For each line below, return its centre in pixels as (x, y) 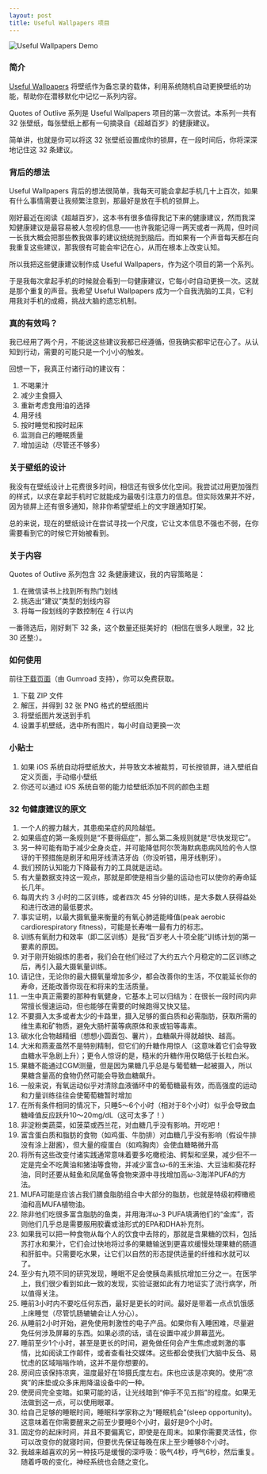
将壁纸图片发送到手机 (55, 716)
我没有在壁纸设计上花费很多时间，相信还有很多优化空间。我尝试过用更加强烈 (134, 486)
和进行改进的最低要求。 (59, 907)
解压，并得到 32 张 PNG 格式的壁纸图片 (85, 705)
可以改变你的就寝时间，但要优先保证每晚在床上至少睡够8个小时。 (127, 1442)
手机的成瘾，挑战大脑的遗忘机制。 (85, 301)
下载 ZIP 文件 (42, 696)
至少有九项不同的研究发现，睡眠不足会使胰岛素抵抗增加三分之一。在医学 (138, 1274)
